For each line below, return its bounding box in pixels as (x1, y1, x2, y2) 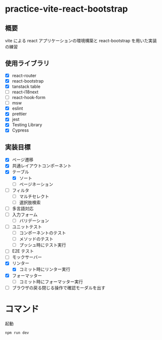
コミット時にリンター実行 (19, 266, 71, 272)
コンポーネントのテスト (19, 230, 66, 236)
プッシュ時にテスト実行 (19, 242, 66, 248)
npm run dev (5, 330, 29, 335)
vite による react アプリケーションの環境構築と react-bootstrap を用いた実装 (5, 38, 157, 43)
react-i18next (12, 89, 39, 95)
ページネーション (19, 181, 54, 187)
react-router (12, 72, 37, 78)
